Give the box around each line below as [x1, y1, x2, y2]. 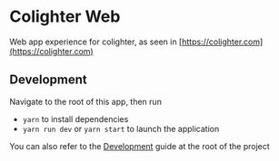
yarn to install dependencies [22, 113, 129, 124]
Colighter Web [9, 6, 121, 27]
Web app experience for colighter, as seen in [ [9, 36, 183, 47]
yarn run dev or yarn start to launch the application [22, 123, 220, 134]
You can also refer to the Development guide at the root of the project [9, 140, 270, 151]
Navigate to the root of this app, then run [9, 96, 162, 107]
